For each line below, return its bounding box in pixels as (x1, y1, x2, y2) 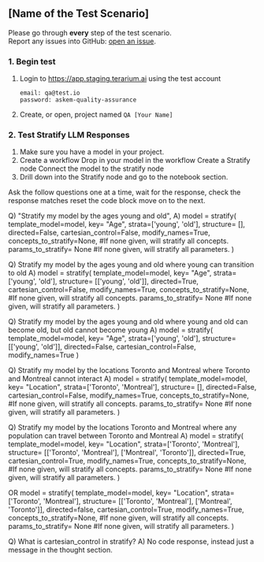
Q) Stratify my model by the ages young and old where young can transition (8, 260, 255, 269)
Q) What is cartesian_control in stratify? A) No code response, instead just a (8, 537, 255, 546)
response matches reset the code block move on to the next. (8, 196, 206, 205)
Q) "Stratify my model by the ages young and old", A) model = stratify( (8, 211, 236, 220)
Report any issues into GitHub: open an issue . (8, 36, 156, 46)
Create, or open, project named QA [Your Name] (19, 110, 173, 120)
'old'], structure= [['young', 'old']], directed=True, (38, 276, 199, 287)
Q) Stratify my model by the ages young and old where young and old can (8, 317, 248, 327)
